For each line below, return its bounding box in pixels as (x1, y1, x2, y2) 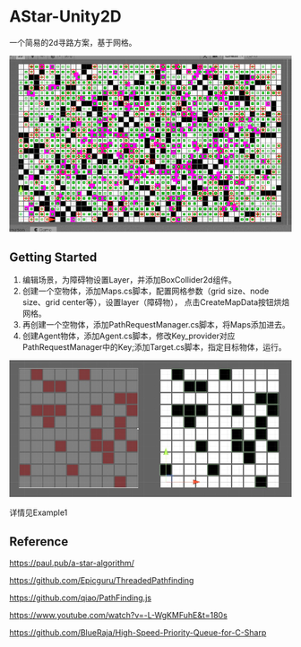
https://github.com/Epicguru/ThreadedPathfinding (9, 574, 194, 585)
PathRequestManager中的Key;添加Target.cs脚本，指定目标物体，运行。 (21, 341, 287, 352)
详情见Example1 (9, 507, 68, 518)
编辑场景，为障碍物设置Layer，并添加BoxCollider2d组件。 (21, 274, 237, 284)
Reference (9, 534, 69, 549)
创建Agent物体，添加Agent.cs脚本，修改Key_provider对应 (21, 330, 236, 341)
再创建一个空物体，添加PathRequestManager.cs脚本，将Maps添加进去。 (21, 319, 291, 329)
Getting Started (9, 249, 98, 265)
